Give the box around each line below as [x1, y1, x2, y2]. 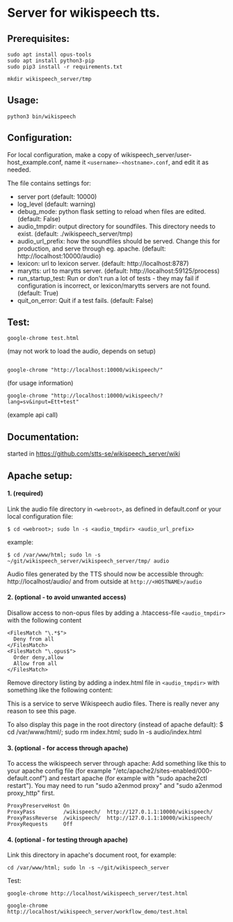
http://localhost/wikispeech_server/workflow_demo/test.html [7, 909, 188, 916]
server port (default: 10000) [17, 192, 97, 200]
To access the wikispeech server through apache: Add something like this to [7, 759, 227, 768]
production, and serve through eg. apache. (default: [17, 244, 166, 253]
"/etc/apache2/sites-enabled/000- [113, 766, 213, 775]
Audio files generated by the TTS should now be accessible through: [7, 570, 204, 578]
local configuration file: [7, 512, 74, 521]
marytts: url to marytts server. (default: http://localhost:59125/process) [17, 267, 220, 275]
